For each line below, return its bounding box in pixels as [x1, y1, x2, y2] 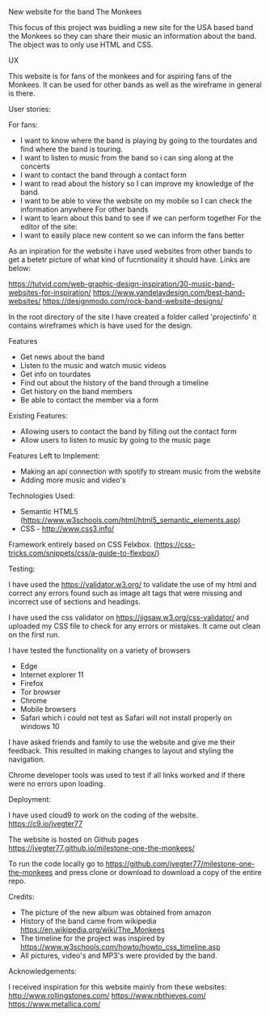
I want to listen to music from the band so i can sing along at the [19, 153, 234, 162]
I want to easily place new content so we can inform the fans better [19, 230, 245, 240]
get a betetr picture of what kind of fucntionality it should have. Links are [8, 255, 251, 264]
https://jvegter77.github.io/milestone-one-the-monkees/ [8, 843, 196, 852]
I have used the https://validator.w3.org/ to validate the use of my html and [8, 580, 257, 589]
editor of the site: [19, 222, 78, 231]
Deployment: [8, 795, 51, 804]
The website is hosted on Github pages [8, 835, 139, 844]
